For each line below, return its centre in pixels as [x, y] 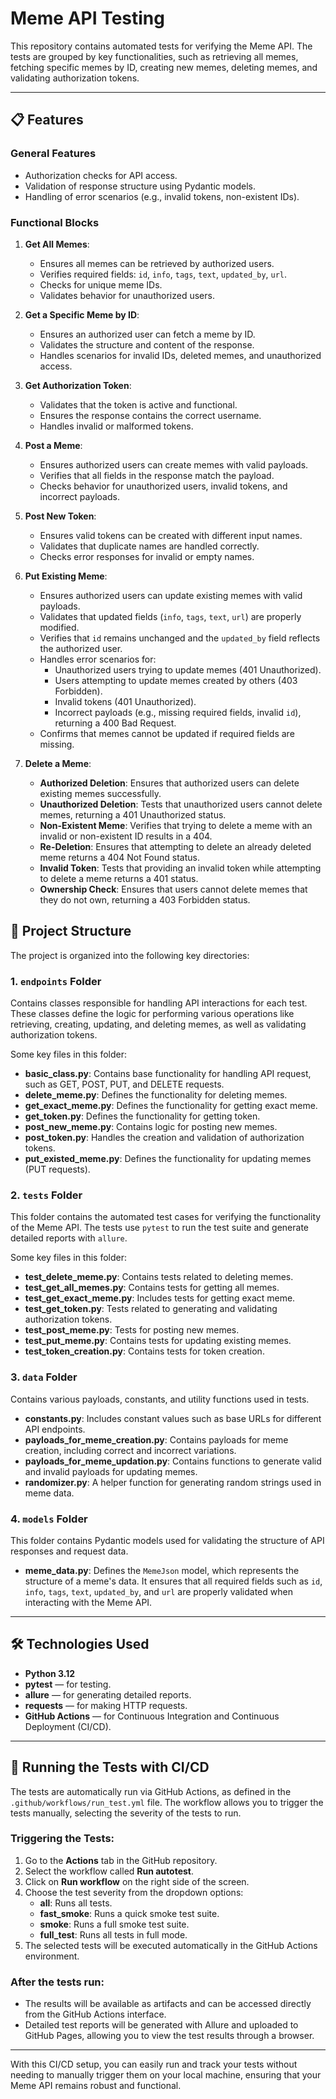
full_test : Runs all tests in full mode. [113, 1934]
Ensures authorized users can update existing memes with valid [171, 595]
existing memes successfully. [100, 793]
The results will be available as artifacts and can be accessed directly [168, 2004]
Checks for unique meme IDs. [101, 284]
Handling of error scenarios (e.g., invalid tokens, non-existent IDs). [162, 196]
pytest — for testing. [68, 1684]
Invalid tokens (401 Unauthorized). [125, 701]
